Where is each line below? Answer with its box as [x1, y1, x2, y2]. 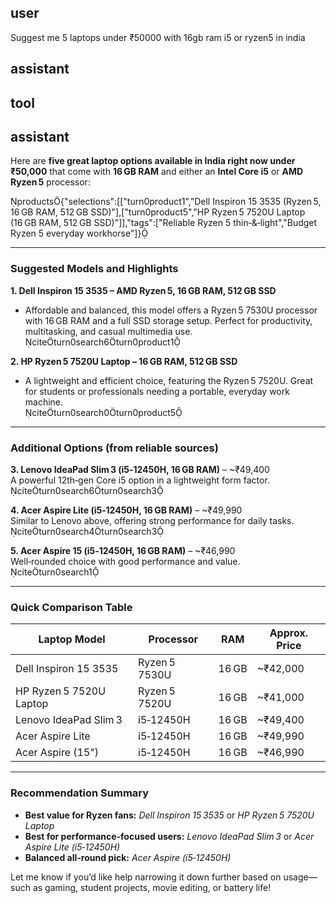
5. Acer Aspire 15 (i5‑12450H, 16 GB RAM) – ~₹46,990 [10, 545, 236, 556]
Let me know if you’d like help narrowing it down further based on [10, 871, 282, 883]
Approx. [269, 626, 308, 640]
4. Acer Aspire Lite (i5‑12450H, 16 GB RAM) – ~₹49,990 [10, 504, 243, 516]
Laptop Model [38, 632, 106, 646]
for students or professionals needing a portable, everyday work [24, 385, 290, 397]
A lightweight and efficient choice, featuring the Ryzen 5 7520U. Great [24, 374, 314, 386]
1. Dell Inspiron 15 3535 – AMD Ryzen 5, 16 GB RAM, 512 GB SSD [10, 284, 277, 296]
